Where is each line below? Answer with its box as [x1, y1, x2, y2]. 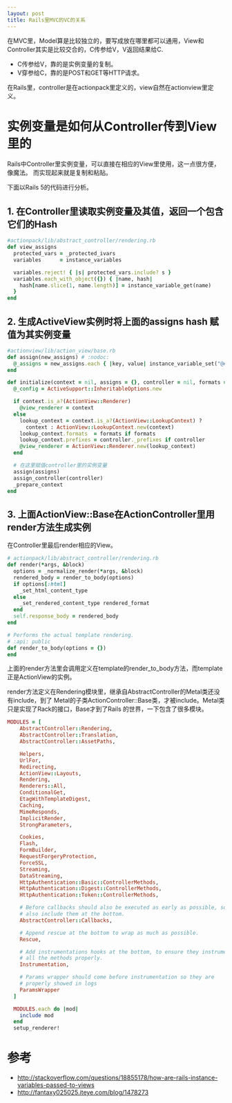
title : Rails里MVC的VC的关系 [7, 17, 86, 24]
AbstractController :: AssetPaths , [19, 738, 116, 745]
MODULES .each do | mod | [13, 1005, 79, 1012]
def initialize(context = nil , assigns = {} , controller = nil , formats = [7, 379, 227, 386]
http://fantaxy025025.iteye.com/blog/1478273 [17, 1088, 149, 1097]
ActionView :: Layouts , [19, 770, 81, 777]
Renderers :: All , [19, 783, 67, 790]
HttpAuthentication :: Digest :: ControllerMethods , [19, 885, 162, 892]
